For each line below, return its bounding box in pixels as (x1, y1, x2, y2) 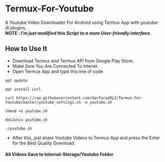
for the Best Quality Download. (12, 140, 76, 146)
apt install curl (5, 87, 41, 92)
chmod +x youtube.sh (5, 108, 48, 114)
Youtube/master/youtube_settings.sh (5, 100, 81, 105)
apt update (5, 78, 28, 83)
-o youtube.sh (82, 100, 112, 105)
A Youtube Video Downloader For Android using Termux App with (5, 19, 140, 25)
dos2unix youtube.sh (5, 117, 48, 122)
